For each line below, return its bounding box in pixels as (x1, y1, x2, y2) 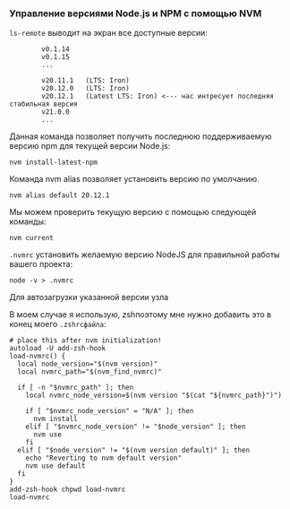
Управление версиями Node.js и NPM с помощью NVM (9, 7, 262, 20)
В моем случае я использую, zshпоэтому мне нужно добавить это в (9, 309, 271, 320)
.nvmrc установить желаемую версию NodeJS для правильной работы (9, 249, 280, 260)
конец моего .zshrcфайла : (9, 319, 107, 330)
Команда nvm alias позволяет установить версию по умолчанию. (9, 174, 260, 185)
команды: (9, 216, 47, 227)
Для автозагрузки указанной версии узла (9, 292, 169, 303)
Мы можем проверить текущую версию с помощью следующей (9, 207, 257, 218)
